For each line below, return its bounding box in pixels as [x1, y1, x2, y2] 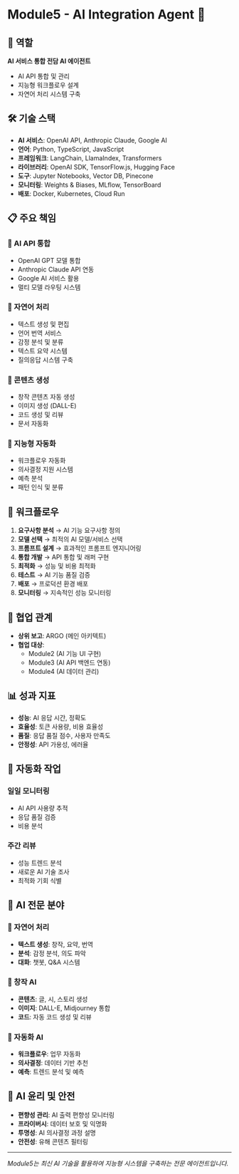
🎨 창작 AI [7, 977, 37, 987]
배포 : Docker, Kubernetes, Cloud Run [17, 189, 126, 198]
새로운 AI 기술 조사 [17, 867, 70, 876]
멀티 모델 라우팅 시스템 [17, 283, 81, 291]
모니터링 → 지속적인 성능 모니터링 [17, 588, 112, 597]
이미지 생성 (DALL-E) [17, 402, 77, 410]
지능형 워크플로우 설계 [17, 81, 80, 89]
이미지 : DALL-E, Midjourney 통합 [17, 1004, 111, 1012]
